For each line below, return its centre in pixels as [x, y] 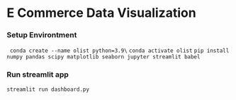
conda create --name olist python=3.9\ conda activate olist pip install [119, 51]
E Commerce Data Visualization [101, 13]
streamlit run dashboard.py [48, 89]
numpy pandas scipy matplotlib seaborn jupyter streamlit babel [103, 57]
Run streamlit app [38, 75]
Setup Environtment [42, 35]
